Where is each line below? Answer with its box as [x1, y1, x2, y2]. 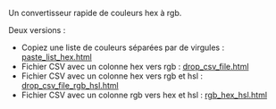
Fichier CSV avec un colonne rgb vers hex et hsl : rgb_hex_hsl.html [21, 89, 268, 100]
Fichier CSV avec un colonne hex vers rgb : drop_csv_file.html [21, 62, 249, 71]
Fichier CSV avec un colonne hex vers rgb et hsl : [21, 71, 203, 81]
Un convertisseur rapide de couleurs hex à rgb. [8, 8, 182, 18]
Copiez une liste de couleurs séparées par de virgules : [21, 42, 225, 53]
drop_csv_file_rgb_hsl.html [21, 80, 119, 90]
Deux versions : [8, 25, 66, 35]
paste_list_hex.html [21, 52, 93, 62]
